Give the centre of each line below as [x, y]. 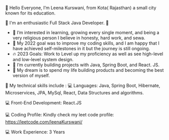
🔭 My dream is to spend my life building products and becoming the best [88, 70]
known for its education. [30, 13]
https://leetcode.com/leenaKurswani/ [44, 122]
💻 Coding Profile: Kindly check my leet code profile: [60, 115]
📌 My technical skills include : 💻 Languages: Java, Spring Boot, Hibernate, [83, 86]
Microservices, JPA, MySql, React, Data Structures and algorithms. [74, 93]
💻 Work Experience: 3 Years [35, 132]
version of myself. [31, 76]
